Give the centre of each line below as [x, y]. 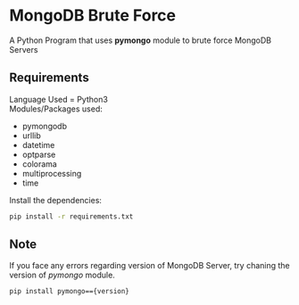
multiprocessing [52, 173]
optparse [39, 154]
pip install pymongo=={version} [69, 292]
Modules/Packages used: [56, 109]
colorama [40, 164]
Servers [24, 49]
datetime [38, 144]
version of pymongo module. [62, 275]
